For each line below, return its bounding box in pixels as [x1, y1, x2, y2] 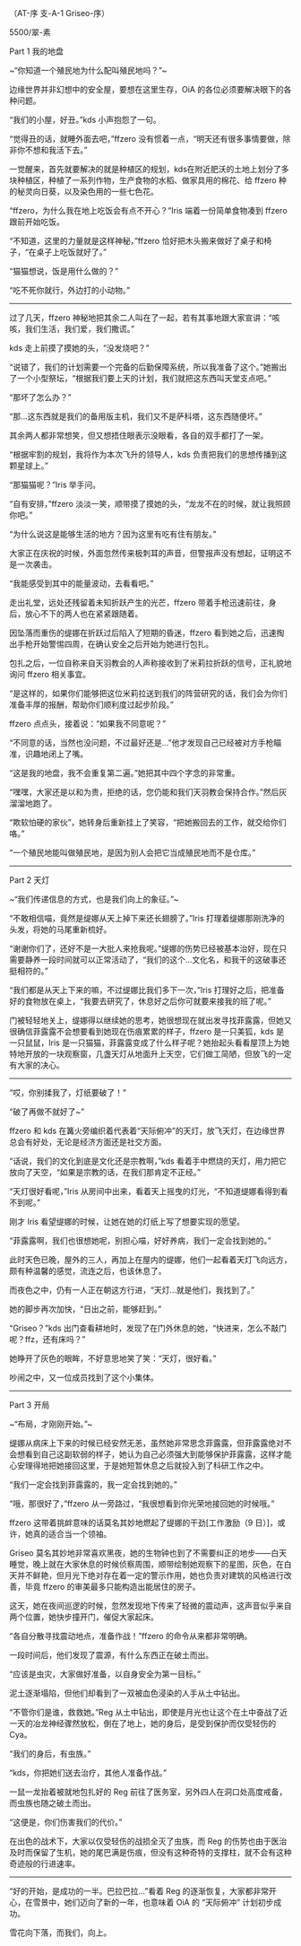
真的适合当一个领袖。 [32, 1529, 112, 1539]
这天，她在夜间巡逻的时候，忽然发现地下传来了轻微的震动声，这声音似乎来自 [9, 1601, 292, 1610]
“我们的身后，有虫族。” [9, 1749, 91, 1758]
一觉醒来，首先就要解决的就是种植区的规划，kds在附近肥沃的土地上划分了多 [9, 164, 289, 174]
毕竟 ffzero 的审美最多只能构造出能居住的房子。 [24, 1582, 201, 1592]
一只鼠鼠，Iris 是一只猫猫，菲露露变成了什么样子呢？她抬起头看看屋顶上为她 [9, 1037, 289, 1048]
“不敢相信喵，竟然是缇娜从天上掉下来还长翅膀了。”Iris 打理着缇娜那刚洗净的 [9, 913, 285, 923]
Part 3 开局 [9, 1400, 50, 1410]
